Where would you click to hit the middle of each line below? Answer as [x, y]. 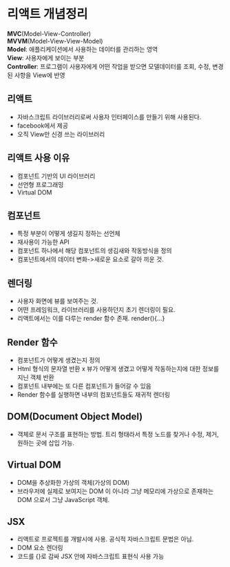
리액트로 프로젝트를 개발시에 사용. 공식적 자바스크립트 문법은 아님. [105, 539]
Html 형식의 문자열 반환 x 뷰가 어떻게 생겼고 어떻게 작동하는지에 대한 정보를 [118, 369]
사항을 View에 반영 [40, 75]
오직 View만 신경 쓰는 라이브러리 [61, 134]
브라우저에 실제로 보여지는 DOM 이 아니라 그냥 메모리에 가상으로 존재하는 [115, 491]
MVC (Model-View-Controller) [49, 33]
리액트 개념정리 [48, 14]
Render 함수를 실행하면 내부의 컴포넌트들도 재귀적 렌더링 [94, 395]
